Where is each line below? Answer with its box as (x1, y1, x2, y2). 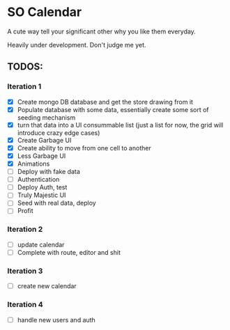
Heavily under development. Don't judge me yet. (7, 40, 146, 49)
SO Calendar (7, 4, 82, 20)
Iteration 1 (7, 81, 42, 91)
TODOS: (7, 61, 43, 73)
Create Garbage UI (17, 136, 72, 144)
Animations (17, 159, 50, 168)
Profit (17, 207, 33, 215)
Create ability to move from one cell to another (17, 143, 151, 152)
